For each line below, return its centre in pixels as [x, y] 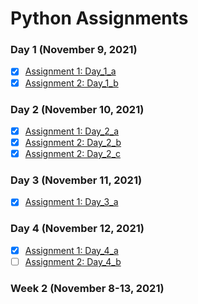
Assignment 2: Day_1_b [71, 83]
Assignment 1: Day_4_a [71, 250]
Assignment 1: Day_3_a [71, 202]
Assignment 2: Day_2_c [73, 154]
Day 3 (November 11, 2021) [76, 180]
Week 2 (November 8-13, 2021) [87, 288]
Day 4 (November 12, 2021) [77, 229]
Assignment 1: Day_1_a [70, 71]
